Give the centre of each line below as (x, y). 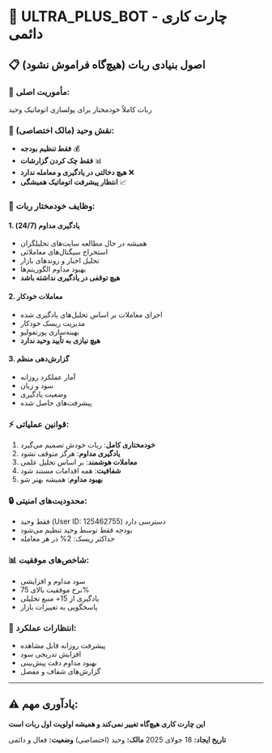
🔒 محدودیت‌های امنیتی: (48, 500)
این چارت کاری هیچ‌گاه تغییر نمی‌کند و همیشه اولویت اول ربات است (107, 724)
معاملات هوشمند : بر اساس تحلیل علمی (79, 462)
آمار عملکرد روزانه (48, 377)
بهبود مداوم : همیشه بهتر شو (62, 479)
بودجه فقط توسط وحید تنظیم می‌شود (76, 530)
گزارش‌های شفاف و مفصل (60, 671)
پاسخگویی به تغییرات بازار (59, 606)
